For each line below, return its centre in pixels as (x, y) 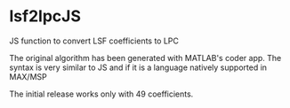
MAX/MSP (28, 76)
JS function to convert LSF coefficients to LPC (94, 41)
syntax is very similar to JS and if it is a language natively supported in (138, 67)
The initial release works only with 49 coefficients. (101, 94)
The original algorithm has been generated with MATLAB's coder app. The (145, 58)
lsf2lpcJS (45, 16)
